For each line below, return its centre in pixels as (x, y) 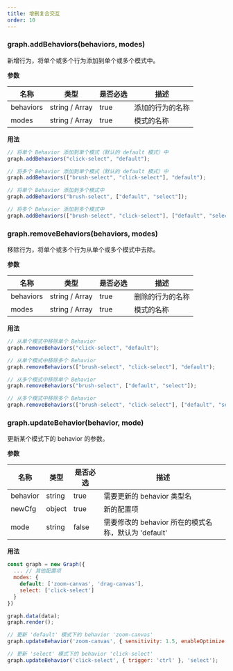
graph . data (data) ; (34, 616)
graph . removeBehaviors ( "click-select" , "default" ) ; (83, 348)
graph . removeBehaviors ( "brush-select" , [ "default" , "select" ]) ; (102, 386)
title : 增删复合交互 (34, 14)
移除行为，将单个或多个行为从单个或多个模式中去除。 (83, 250)
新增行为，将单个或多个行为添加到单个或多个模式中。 (83, 60)
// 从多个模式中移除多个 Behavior (52, 398)
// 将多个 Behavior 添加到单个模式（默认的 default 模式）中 (88, 171)
